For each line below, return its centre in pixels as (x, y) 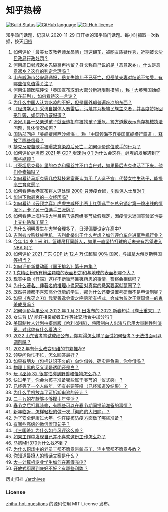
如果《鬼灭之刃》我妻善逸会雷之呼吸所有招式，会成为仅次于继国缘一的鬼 (88, 298)
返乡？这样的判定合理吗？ (44, 71)
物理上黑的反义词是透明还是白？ (46, 367)
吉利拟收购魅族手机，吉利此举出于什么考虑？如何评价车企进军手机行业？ (88, 235)
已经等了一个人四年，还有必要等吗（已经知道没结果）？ (70, 386)
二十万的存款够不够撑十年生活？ (46, 399)
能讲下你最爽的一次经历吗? (40, 197)
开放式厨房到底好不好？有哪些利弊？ (51, 468)
